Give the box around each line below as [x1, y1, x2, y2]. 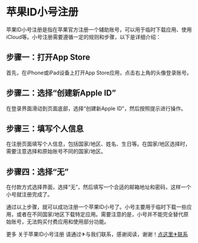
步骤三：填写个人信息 [6, 123, 84, 133]
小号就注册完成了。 [6, 191, 53, 198]
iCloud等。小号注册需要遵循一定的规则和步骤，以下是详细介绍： [6, 33, 161, 40]
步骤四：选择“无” [6, 166, 69, 177]
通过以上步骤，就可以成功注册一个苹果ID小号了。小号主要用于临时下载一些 [6, 203, 187, 211]
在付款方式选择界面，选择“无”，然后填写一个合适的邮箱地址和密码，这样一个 [6, 183, 192, 191]
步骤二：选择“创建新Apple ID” [6, 88, 116, 98]
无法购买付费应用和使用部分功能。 [26, 218, 110, 225]
